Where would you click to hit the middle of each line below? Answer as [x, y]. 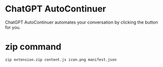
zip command [33, 47]
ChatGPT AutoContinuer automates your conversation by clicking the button [81, 22]
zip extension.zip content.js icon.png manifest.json [61, 60]
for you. [13, 27]
